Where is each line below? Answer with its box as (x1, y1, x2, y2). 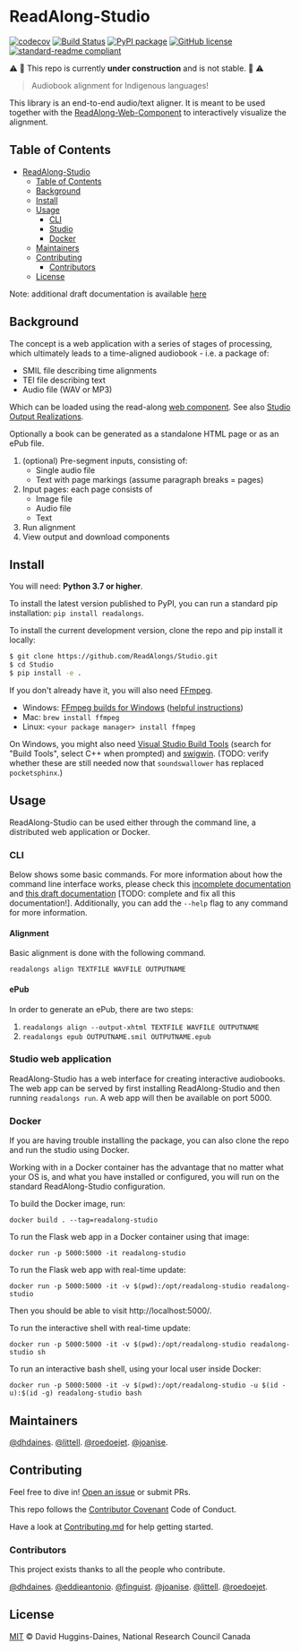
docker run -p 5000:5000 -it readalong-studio (9, 1249, 186, 1258)
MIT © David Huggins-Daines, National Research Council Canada (9, 1630, 251, 1641)
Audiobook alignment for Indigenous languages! (30, 80, 209, 90)
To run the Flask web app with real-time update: (9, 1265, 186, 1276)
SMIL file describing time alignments (21, 365, 158, 375)
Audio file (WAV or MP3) (21, 383, 113, 395)
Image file (35, 493, 73, 503)
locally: (9, 634, 36, 646)
